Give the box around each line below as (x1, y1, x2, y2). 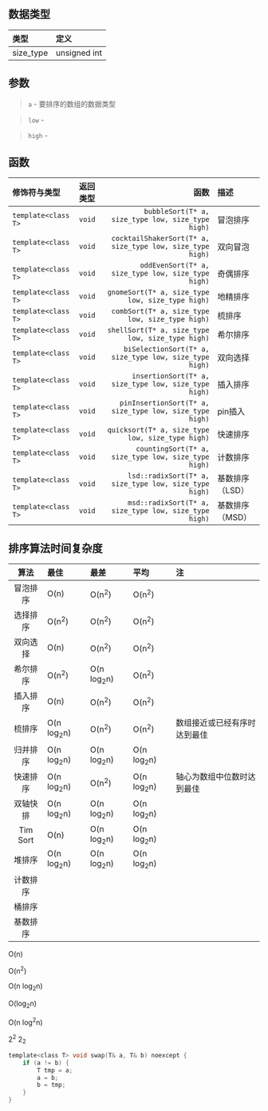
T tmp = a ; (37, 1066, 73, 1074)
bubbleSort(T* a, (144, 207, 210, 216)
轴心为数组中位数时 (175, 771, 248, 782)
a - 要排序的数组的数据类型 (27, 99, 116, 109)
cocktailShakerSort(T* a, (111, 234, 210, 243)
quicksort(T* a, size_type (107, 425, 210, 435)
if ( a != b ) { (22, 1058, 69, 1067)
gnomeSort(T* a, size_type (107, 288, 210, 297)
